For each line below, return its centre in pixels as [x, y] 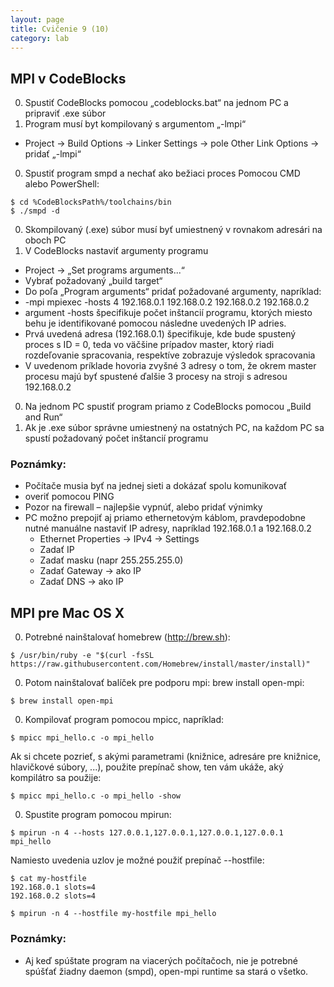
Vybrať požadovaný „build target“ [93, 281]
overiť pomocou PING [69, 497]
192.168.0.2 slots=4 [53, 896]
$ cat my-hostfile [48, 879]
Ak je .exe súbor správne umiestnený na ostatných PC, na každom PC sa [174, 428]
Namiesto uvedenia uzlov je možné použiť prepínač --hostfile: [137, 860]
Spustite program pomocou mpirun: [98, 815]
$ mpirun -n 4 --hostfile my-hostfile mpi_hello [113, 914]
